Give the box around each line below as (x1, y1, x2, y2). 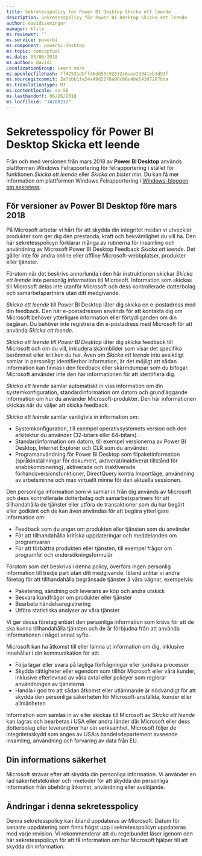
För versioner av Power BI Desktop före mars (6, 201, 177, 211)
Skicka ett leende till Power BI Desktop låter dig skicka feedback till (6, 339, 173, 346)
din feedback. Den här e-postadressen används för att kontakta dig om (6, 308, 183, 315)
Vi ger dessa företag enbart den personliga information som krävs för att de (6, 618, 194, 626)
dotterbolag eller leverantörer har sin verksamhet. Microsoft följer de (6, 724, 177, 731)
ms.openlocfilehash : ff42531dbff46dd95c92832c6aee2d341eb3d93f (6, 71, 169, 77)
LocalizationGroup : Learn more (6, 65, 85, 71)
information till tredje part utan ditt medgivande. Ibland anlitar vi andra (6, 569, 180, 577)
